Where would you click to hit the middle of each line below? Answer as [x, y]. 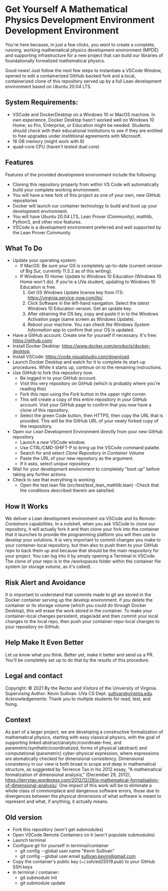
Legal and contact [34, 676]
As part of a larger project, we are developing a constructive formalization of [84, 732]
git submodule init [38, 878]
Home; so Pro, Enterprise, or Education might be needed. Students [81, 125]
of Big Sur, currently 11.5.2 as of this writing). [66, 271]
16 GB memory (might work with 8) [48, 141]
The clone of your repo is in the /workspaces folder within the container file [83, 561]
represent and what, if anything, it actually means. [57, 801]
